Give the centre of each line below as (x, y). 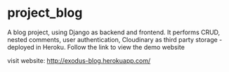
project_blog (45, 13)
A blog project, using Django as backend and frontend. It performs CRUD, (114, 32)
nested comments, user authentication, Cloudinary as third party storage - (115, 39)
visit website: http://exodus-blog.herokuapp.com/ (79, 60)
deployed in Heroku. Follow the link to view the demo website (96, 47)
